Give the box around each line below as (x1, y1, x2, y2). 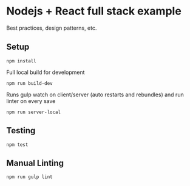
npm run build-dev (6, 80, 53, 86)
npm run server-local (6, 109, 61, 115)
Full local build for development (6, 68, 85, 76)
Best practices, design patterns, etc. (6, 24, 97, 32)
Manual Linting (6, 158, 64, 168)
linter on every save (6, 97, 56, 104)
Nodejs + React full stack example (6, 4, 182, 18)
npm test (6, 141, 29, 148)
